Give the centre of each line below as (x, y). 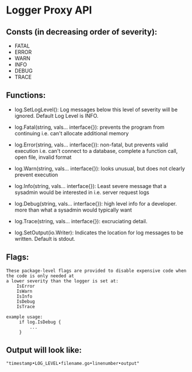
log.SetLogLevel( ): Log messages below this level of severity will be (96, 110)
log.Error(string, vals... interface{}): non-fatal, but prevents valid (91, 145)
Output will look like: (44, 350)
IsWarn (25, 291)
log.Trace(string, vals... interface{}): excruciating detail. (81, 221)
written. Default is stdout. (45, 238)
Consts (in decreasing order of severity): (82, 32)
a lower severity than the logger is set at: (62, 281)
